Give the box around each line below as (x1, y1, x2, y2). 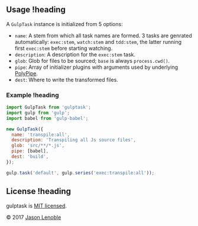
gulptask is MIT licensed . (6, 202, 67, 209)
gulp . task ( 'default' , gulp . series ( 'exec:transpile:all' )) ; (6, 170, 155, 176)
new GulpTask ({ (6, 126, 44, 132)
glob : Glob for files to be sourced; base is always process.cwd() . (14, 57, 170, 64)
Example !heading (6, 91, 59, 99)
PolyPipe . (14, 69, 38, 77)
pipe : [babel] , (11, 148, 49, 154)
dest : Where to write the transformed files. (14, 76, 118, 83)
